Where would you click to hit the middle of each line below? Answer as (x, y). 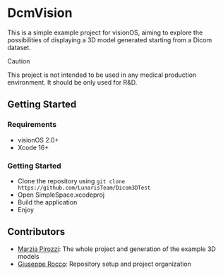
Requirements (32, 125)
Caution (19, 61)
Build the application (47, 202)
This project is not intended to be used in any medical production (102, 75)
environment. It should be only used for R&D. (72, 82)
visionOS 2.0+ (38, 140)
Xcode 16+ (33, 147)
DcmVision (40, 13)
